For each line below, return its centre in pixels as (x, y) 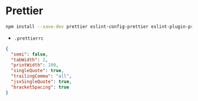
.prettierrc (29, 38)
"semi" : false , (30, 54)
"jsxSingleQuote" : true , (41, 82)
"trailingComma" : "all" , (41, 76)
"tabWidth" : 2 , (30, 60)
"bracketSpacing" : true (40, 87)
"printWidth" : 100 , (35, 65)
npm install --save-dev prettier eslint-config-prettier (77, 27)
